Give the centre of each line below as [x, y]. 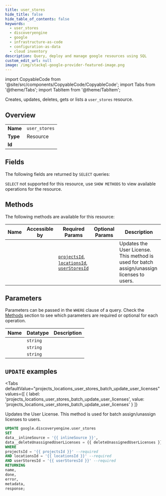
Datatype [38, 333]
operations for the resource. [34, 189]
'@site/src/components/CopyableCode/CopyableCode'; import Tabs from [80, 84]
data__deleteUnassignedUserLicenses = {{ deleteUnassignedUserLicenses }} [84, 442]
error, [12, 479]
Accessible [40, 229]
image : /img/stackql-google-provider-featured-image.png [65, 65]
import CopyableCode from [33, 79]
